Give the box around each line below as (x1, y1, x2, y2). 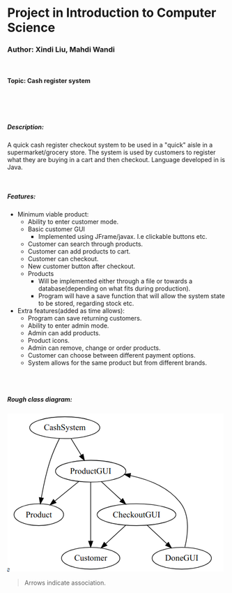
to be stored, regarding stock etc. (38, 299, 134, 307)
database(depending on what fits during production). (38, 284, 191, 293)
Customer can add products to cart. (27, 247, 131, 256)
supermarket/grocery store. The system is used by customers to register (7, 148, 216, 156)
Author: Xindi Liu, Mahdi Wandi (7, 45, 115, 54)
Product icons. (27, 336, 70, 344)
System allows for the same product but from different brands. (27, 358, 208, 367)
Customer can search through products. (27, 240, 144, 248)
